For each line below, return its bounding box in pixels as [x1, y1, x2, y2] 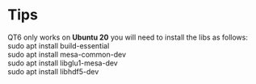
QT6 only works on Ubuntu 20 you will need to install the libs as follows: [7, 32, 248, 42]
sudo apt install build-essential [7, 40, 110, 50]
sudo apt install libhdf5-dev [7, 66, 99, 76]
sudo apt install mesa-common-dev [7, 49, 127, 59]
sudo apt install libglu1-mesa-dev [7, 58, 118, 68]
